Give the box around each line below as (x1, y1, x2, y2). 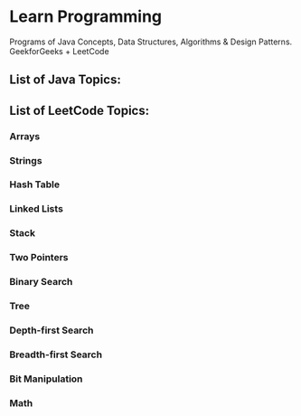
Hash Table (9, 178, 61, 191)
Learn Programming (9, 6, 163, 27)
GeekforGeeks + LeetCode (9, 45, 110, 56)
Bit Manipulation (9, 373, 83, 385)
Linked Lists (9, 203, 63, 215)
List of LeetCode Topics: (9, 102, 150, 118)
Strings (9, 154, 42, 166)
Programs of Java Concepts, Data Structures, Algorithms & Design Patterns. (9, 36, 293, 47)
